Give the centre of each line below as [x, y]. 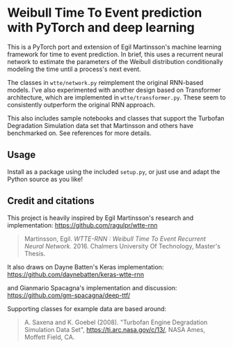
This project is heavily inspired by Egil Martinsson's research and [101, 218]
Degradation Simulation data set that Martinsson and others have [100, 125]
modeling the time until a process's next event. [74, 69]
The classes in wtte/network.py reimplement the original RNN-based [105, 82]
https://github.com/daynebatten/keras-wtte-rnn [76, 274]
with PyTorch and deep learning [101, 27]
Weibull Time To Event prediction [105, 13]
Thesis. [35, 253]
